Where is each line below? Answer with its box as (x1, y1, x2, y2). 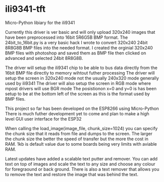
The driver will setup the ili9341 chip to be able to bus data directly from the (5, 65, 158, 71)
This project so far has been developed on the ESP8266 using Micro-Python (5, 105, 159, 111)
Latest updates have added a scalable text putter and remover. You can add (5, 156, 158, 161)
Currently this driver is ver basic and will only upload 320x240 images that (5, 29, 156, 35)
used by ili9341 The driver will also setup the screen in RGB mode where (5, 80, 151, 86)
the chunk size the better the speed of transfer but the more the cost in (5, 136, 148, 142)
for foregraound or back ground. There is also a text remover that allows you (5, 166, 160, 172)
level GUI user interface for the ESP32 (5, 116, 82, 122)
